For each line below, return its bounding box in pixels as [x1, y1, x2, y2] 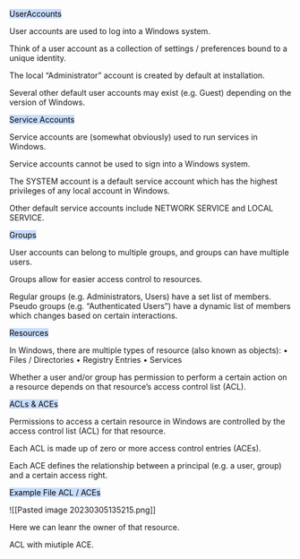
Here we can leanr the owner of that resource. [9, 522, 180, 532]
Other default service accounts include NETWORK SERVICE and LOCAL [9, 202, 274, 213]
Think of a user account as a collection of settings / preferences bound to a [9, 43, 288, 54]
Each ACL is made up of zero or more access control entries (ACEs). [9, 443, 261, 453]
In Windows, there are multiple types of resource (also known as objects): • [9, 345, 288, 356]
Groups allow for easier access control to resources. [9, 274, 203, 284]
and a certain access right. [9, 470, 108, 480]
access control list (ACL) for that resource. [9, 426, 167, 436]
